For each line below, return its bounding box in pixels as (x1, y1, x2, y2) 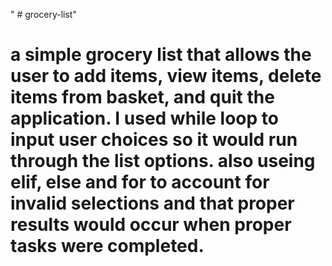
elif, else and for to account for (10, 171, 270, 194)
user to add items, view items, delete (10, 65, 322, 88)
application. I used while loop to (10, 107, 279, 130)
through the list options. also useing (10, 150, 316, 173)
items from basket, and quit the (10, 86, 275, 109)
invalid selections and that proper (10, 192, 295, 215)
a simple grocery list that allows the (10, 44, 312, 66)
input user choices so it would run (10, 129, 298, 151)
